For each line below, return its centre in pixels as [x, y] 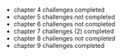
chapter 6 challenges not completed [64, 24]
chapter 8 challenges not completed [64, 38]
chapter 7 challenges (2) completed [64, 31]
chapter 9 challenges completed [59, 46]
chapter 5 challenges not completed [64, 17]
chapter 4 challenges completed [59, 10]
